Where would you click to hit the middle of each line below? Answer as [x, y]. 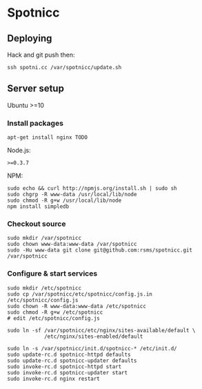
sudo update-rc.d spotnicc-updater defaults [72, 361]
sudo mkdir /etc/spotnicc [44, 288]
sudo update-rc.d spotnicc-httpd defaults [69, 354]
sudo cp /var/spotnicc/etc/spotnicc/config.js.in [80, 294]
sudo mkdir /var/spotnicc [44, 238]
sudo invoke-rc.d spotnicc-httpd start [64, 367]
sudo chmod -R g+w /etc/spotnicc [55, 312]
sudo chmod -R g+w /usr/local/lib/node [64, 201]
